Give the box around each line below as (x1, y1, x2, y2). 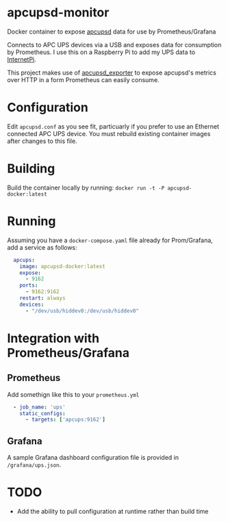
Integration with (7, 330, 100, 346)
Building (7, 161, 55, 177)
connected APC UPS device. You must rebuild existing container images (7, 129, 211, 138)
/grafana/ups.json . (7, 460, 62, 469)
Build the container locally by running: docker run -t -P (7, 183, 165, 192)
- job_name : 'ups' (13, 404, 66, 410)
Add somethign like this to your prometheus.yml (7, 390, 140, 398)
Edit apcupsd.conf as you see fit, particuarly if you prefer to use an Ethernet (7, 122, 220, 131)
